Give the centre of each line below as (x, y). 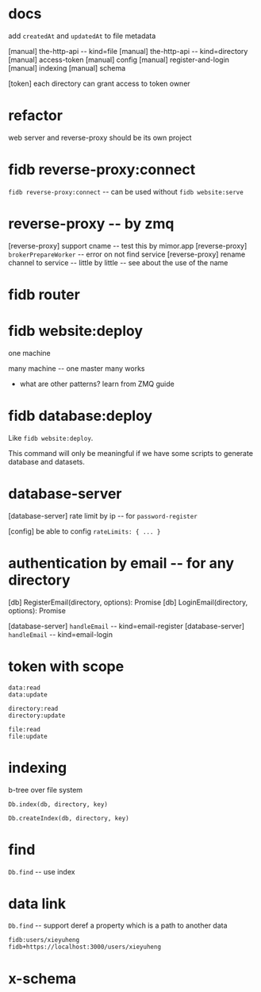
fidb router (44, 294)
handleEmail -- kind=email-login (61, 634)
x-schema (42, 978)
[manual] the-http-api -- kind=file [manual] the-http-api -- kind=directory (128, 51)
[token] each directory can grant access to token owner (99, 83)
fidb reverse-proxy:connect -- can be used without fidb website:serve (126, 191)
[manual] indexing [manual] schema (67, 68)
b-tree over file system (46, 789)
